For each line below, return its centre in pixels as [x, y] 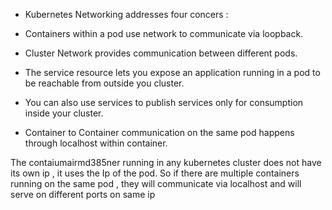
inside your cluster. [64, 113]
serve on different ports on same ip [83, 194]
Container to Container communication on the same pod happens [159, 132]
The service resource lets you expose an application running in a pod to [172, 72]
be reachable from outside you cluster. [104, 83]
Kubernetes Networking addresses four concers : [126, 14]
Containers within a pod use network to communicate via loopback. [164, 33]
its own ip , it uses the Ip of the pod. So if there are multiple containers [155, 173]
